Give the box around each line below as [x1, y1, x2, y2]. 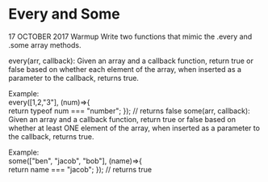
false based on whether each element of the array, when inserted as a [8, 64, 242, 74]
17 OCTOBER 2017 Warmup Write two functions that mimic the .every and [8, 32, 253, 41]
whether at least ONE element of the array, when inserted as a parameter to [8, 123, 261, 133]
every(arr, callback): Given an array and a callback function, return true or [8, 56, 254, 66]
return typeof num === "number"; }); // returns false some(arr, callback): [8, 106, 250, 116]
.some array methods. [8, 40, 82, 49]
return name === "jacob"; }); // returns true [8, 164, 152, 174]
